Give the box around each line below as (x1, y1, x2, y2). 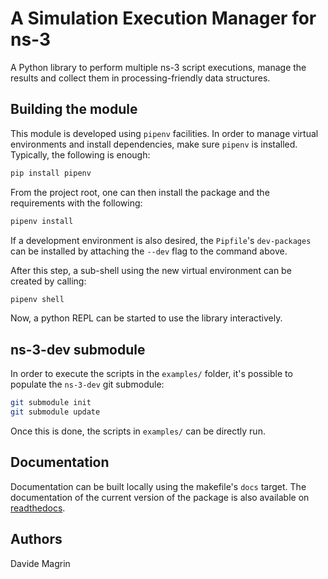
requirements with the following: (10, 197, 143, 209)
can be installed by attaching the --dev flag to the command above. (10, 245, 288, 257)
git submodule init (10, 398, 92, 408)
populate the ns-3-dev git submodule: (10, 378, 165, 391)
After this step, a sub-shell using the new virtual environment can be (10, 264, 292, 276)
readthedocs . (10, 502, 66, 514)
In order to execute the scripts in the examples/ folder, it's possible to (10, 368, 293, 380)
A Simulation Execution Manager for (10, 7, 317, 30)
